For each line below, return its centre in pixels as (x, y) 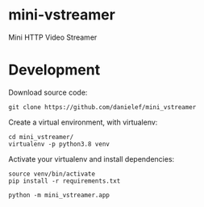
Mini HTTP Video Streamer (53, 37)
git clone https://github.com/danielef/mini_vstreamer (102, 107)
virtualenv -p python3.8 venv (59, 144)
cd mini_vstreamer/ (41, 137)
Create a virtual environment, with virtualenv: (83, 122)
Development (54, 70)
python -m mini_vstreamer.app (59, 195)
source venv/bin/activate (52, 174)
